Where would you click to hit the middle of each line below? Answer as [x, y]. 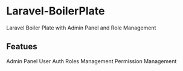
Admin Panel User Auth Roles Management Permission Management [91, 61]
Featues [22, 47]
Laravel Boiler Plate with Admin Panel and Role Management [81, 28]
